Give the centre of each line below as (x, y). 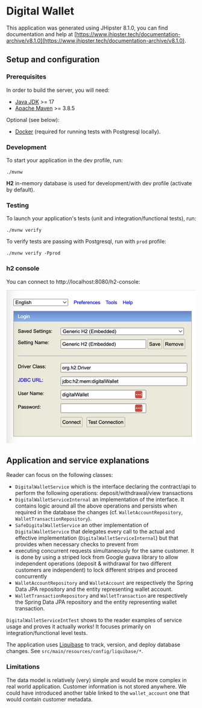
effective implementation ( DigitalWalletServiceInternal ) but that (97, 538)
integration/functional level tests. (47, 633)
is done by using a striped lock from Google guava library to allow (97, 557)
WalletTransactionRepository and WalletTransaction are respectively (101, 596)
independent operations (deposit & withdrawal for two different (93, 564)
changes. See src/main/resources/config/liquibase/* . (75, 651)
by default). (21, 190)
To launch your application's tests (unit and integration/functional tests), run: (101, 218)
